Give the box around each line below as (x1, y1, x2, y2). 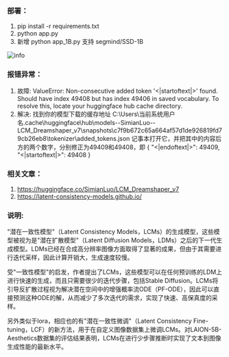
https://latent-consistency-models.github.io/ (16, 192, 143, 200)
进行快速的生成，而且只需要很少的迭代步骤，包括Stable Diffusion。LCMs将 (7, 277, 219, 285)
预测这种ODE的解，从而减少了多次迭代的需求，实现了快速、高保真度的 (12, 294, 213, 302)
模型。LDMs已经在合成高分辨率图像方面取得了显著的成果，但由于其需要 (12, 245, 216, 253)
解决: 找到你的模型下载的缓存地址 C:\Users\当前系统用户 (16, 110, 176, 118)
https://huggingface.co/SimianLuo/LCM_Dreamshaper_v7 (16, 185, 180, 193)
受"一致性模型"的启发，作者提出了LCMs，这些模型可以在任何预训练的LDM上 (7, 268, 223, 276)
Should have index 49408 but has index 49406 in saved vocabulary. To (16, 94, 219, 102)
